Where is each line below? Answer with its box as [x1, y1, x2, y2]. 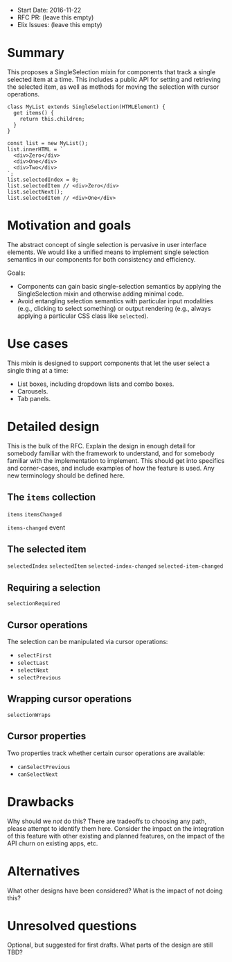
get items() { [13, 109, 54, 117]
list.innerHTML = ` [7, 146, 64, 153]
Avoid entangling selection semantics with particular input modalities [17, 296, 213, 305]
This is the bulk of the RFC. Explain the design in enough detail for [7, 441, 196, 450]
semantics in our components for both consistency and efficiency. [7, 255, 196, 263]
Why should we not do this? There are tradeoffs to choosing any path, [7, 817, 206, 825]
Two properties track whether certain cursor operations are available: [7, 749, 206, 757]
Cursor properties [7, 730, 87, 742]
